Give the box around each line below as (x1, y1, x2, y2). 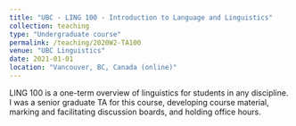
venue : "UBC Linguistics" (9, 46, 105, 55)
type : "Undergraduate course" (9, 29, 122, 38)
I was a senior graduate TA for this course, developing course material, (9, 97, 269, 107)
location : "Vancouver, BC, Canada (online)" (9, 63, 177, 72)
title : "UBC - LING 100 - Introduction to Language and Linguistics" (9, 13, 274, 22)
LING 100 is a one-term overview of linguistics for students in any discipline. (9, 87, 289, 98)
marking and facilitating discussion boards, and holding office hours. (9, 106, 261, 117)
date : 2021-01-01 (9, 55, 74, 63)
